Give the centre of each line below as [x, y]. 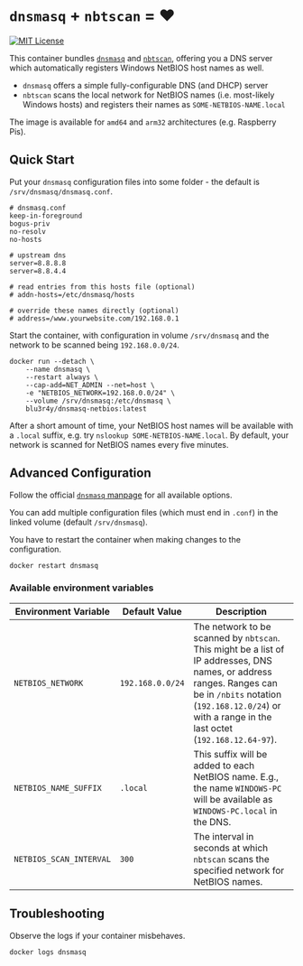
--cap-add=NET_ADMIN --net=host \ [90, 385]
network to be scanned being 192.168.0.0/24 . [95, 345]
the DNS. [212, 822]
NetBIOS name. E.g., [236, 776]
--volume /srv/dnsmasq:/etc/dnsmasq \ [98, 401]
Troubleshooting [57, 914]
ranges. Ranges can [235, 683]
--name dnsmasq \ [58, 369]
